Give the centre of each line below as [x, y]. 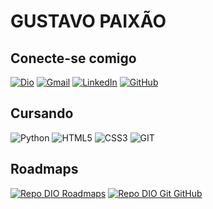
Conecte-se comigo [73, 58]
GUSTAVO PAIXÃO [88, 21]
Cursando [42, 113]
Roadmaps [44, 169]
